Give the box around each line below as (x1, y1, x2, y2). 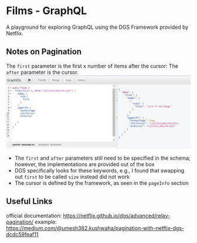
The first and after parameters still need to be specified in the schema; (14, 154, 191, 162)
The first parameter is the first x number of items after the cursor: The (6, 62, 179, 69)
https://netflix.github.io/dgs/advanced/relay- (63, 212, 171, 219)
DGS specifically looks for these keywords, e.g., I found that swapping (14, 167, 185, 174)
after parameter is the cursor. (6, 69, 79, 76)
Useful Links (6, 197, 53, 207)
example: (35, 218, 57, 225)
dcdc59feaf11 (6, 231, 39, 238)
